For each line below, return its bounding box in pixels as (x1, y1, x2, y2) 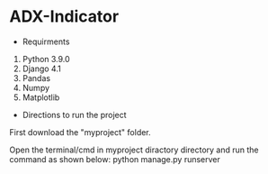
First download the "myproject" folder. (9, 126, 151, 137)
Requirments (22, 36, 70, 47)
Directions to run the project (22, 109, 128, 120)
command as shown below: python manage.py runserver (9, 153, 220, 164)
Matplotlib (22, 92, 60, 103)
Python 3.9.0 (22, 53, 70, 64)
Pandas (22, 72, 51, 83)
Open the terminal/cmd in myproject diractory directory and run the (9, 144, 259, 155)
